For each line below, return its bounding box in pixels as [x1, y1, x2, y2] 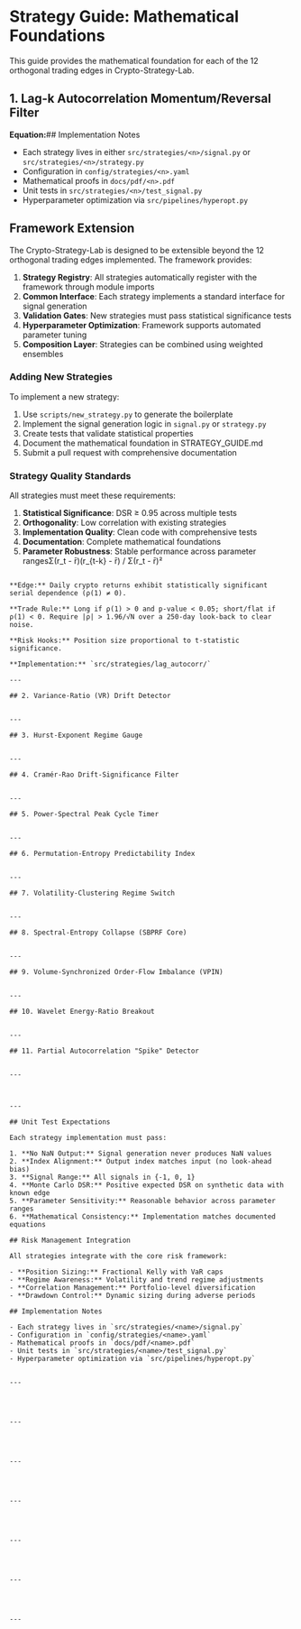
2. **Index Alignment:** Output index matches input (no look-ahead [9, 1157, 272, 1166]
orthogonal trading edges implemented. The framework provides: [9, 254, 252, 265]
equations [9, 1220, 47, 1229]
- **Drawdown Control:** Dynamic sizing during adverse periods [9, 1292, 256, 1301]
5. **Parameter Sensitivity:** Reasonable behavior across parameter [9, 1197, 277, 1206]
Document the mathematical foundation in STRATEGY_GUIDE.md [22, 437, 263, 448]
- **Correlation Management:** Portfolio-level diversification [9, 1284, 256, 1293]
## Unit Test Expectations [9, 1118, 111, 1127]
